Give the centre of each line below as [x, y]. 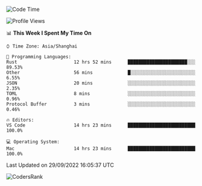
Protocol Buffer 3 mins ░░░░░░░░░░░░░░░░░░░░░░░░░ [101, 104]
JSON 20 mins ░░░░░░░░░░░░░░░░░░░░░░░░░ [101, 83]
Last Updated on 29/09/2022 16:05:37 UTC [60, 165]
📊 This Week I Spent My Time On [49, 33]
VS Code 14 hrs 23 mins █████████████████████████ [101, 125]
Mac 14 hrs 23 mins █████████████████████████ [101, 149]
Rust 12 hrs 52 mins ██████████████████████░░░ [101, 62]
